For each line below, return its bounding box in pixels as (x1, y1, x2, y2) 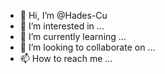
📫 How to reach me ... (19, 53, 113, 64)
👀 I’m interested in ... (19, 20, 105, 32)
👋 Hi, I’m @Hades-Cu (19, 10, 108, 21)
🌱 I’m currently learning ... (19, 31, 127, 42)
